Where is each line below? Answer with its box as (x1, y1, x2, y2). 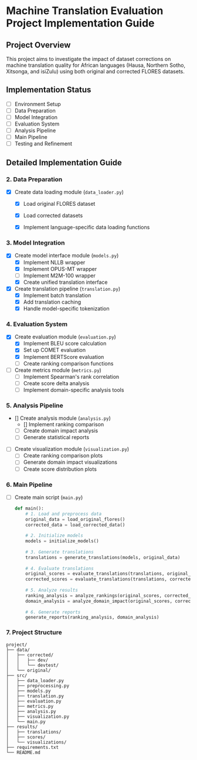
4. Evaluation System (6, 320, 68, 328)
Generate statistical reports (23, 434, 90, 441)
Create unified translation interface (23, 279, 108, 286)
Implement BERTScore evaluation (23, 353, 104, 360)
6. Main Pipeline (6, 480, 53, 488)
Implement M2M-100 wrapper (23, 272, 96, 279)
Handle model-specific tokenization (23, 305, 110, 312)
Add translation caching (23, 298, 81, 306)
